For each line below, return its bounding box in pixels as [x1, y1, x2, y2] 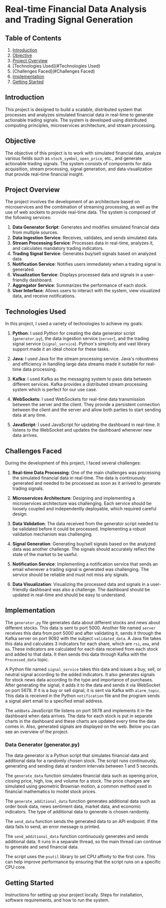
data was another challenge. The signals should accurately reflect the [12, 546, 155, 552]
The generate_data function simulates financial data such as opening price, [5, 773, 159, 779]
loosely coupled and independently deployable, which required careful [12, 506, 157, 512]
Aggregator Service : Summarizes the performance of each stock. [12, 282, 148, 288]
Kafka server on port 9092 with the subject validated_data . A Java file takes [5, 635, 162, 641]
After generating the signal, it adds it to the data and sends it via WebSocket [5, 682, 161, 688]
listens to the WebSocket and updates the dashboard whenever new [12, 427, 152, 433]
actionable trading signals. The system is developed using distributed [5, 117, 147, 123]
